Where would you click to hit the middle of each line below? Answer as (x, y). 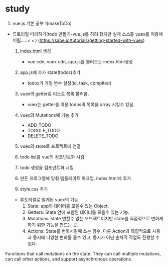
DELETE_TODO (43, 136)
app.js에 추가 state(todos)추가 (50, 72)
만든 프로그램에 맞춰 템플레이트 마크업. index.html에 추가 (75, 178)
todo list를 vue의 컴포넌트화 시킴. (53, 157)
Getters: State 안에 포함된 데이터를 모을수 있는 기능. (78, 212)
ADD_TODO (39, 125)
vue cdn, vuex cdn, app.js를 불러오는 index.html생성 (80, 61)
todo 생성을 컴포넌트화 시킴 (47, 167)
